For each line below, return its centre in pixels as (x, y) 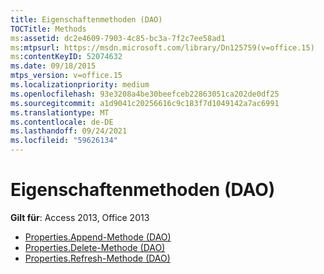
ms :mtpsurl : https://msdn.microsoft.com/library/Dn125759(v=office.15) (162, 47)
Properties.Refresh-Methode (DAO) (97, 258)
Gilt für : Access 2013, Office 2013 (80, 217)
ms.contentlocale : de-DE (62, 122)
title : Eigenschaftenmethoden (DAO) (86, 19)
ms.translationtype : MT (60, 112)
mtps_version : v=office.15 (66, 76)
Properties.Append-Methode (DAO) (98, 237)
